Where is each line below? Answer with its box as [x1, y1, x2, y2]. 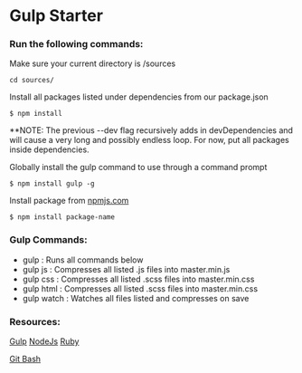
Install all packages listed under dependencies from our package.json [9, 91, 269, 102]
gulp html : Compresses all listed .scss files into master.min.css [22, 282, 259, 294]
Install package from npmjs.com [9, 196, 129, 206]
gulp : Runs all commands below [22, 254, 144, 265]
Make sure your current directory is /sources [9, 58, 176, 69]
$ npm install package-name [9, 213, 116, 222]
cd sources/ [9, 76, 54, 85]
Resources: [9, 315, 61, 328]
